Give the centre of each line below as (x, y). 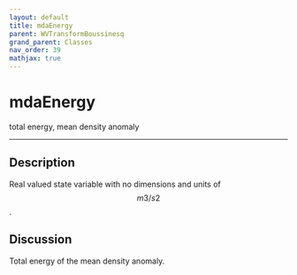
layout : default (39, 17)
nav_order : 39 (35, 50)
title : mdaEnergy (41, 26)
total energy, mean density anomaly (74, 126)
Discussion (41, 240)
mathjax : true (35, 58)
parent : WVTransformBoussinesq (67, 34)
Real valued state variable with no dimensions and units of (115, 184)
